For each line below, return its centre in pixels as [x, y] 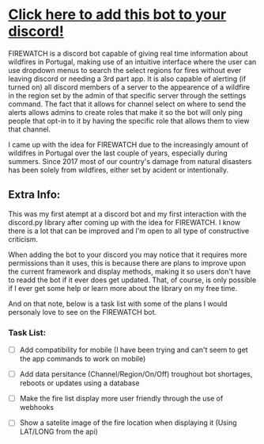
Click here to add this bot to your [117, 15]
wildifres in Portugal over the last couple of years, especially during [118, 153]
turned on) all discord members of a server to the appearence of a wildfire [129, 87]
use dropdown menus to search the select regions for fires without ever [125, 70]
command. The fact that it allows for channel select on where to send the [127, 104]
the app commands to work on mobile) [83, 359]
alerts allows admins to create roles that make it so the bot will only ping [125, 112]
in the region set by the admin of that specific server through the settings [127, 95]
